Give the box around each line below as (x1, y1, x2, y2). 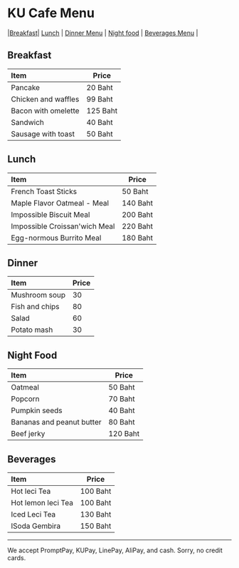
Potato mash (11, 325, 53, 335)
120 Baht (108, 429, 140, 439)
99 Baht (86, 94, 113, 104)
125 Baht (86, 106, 118, 116)
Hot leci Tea (11, 487, 51, 496)
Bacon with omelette (11, 106, 80, 116)
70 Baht (108, 394, 135, 404)
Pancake (11, 82, 41, 92)
